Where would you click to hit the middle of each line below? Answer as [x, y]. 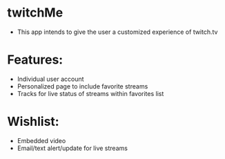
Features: [35, 60]
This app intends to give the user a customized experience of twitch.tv [117, 32]
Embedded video [41, 140]
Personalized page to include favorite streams [82, 86]
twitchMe [35, 13]
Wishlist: [33, 122]
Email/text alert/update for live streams [72, 148]
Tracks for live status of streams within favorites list [90, 93]
